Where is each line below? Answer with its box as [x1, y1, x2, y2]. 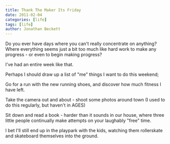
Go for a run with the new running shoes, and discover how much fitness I [5, 81, 161, 88]
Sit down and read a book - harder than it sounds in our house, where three [5, 112, 165, 118]
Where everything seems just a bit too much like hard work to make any [5, 46, 157, 52]
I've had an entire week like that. [5, 61, 74, 68]
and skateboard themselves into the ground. [5, 133, 99, 139]
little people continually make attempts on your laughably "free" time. [5, 117, 152, 124]
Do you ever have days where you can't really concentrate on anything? [5, 40, 157, 47]
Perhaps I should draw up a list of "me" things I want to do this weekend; [5, 71, 159, 77]
